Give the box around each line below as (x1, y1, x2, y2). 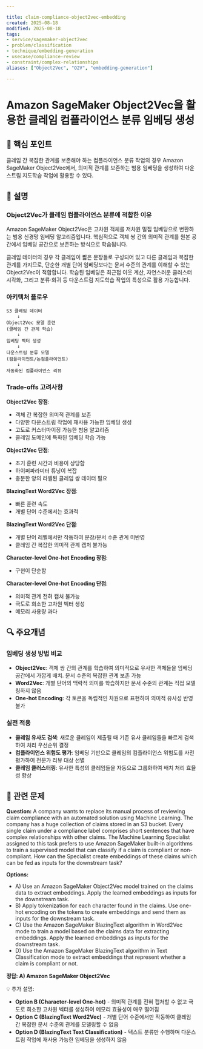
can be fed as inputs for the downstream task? (6, 859, 122, 866)
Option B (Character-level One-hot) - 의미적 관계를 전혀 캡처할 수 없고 (15, 998, 187, 1005)
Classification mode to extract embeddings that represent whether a (15, 953, 186, 961)
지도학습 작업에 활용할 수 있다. (22, 171, 94, 179)
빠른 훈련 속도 (15, 500, 48, 508)
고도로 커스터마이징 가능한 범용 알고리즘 (15, 426, 110, 433)
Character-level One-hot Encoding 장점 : (6, 554, 108, 561)
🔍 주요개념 (6, 627, 45, 638)
